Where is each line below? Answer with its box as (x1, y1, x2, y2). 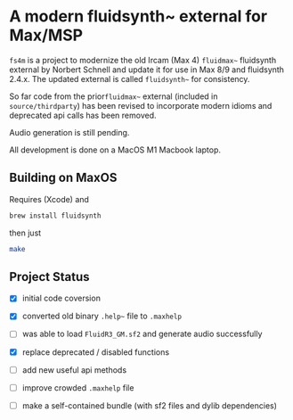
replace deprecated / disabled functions (21, 346, 170, 358)
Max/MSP (9, 25, 84, 45)
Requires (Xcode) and (9, 194, 89, 204)
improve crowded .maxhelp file (21, 382, 134, 393)
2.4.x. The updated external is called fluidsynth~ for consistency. (9, 73, 250, 84)
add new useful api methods (21, 364, 127, 375)
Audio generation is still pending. (9, 127, 130, 137)
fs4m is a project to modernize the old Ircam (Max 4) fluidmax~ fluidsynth (9, 54, 277, 65)
